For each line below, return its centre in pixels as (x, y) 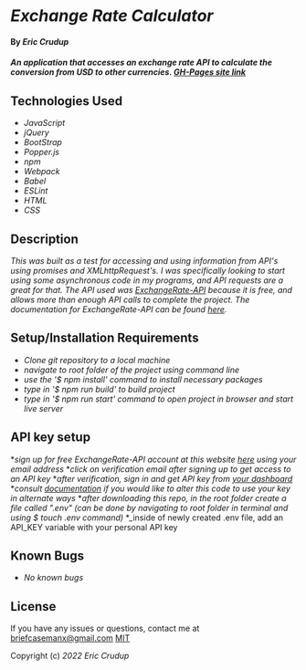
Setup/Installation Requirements (105, 338)
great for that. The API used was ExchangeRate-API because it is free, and (152, 290)
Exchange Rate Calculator (112, 16)
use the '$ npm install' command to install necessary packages (143, 379)
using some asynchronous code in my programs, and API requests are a (147, 280)
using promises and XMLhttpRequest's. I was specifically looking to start (148, 271)
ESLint (36, 191)
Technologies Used (66, 101)
